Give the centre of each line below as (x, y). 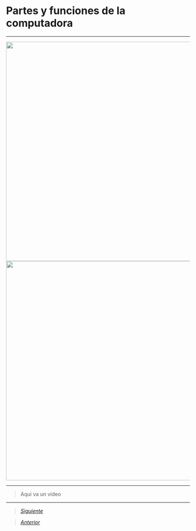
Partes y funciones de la (66, 11)
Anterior (30, 522)
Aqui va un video (41, 494)
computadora (40, 23)
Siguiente (32, 511)
